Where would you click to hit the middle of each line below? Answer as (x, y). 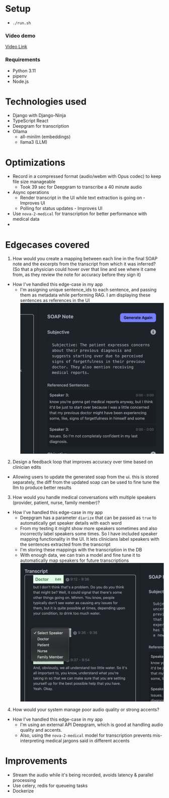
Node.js (21, 81)
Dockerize (23, 791)
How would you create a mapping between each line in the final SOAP (85, 259)
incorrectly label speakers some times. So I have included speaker (89, 534)
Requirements (23, 60)
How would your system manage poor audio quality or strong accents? (86, 710)
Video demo (20, 36)
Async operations (31, 192)
